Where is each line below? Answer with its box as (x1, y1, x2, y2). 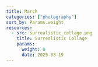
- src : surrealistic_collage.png (11, 30, 93, 36)
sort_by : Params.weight (6, 19, 64, 25)
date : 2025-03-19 (21, 52, 64, 58)
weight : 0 (21, 47, 45, 52)
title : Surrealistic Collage (16, 36, 87, 41)
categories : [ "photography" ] (6, 14, 77, 20)
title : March (6, 8, 38, 15)
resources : (6, 24, 33, 31)
